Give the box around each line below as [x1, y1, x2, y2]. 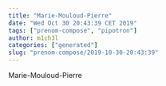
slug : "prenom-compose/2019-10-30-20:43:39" [8, 49, 159, 57]
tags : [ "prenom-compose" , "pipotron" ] [8, 26, 137, 34]
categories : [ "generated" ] [8, 41, 98, 49]
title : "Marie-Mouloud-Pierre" [8, 11, 113, 20]
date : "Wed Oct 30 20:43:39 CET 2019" [8, 19, 137, 27]
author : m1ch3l [8, 33, 59, 42]
